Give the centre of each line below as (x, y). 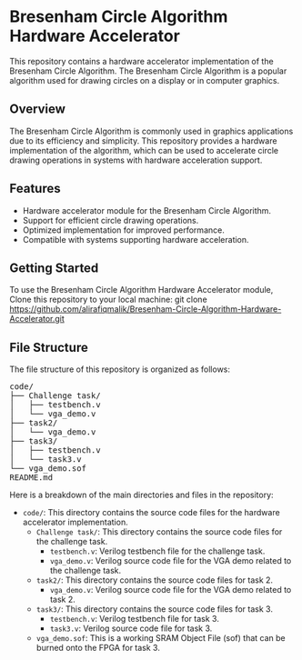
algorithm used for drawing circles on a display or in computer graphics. (145, 80)
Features (35, 189)
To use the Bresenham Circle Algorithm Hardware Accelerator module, (141, 290)
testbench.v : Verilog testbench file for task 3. (135, 619)
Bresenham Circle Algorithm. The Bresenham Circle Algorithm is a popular (148, 71)
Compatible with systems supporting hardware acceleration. (136, 239)
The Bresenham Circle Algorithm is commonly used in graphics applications (151, 131)
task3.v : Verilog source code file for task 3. (131, 628)
